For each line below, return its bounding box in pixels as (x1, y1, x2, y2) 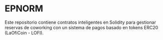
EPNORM (4, 3, 43, 14)
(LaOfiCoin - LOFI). (4, 30, 44, 36)
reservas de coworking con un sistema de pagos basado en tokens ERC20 (4, 24, 158, 30)
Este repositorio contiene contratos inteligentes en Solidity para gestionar (4, 19, 156, 25)
